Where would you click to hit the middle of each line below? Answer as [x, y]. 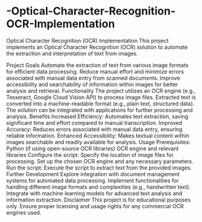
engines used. [24, 212]
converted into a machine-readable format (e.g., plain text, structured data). [100, 103]
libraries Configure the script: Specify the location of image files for [90, 154]
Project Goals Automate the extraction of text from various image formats [97, 65]
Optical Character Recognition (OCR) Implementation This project [87, 40]
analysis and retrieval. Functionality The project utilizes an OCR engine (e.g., [101, 90]
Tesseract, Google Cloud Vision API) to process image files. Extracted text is [101, 97]
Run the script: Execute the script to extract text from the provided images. [99, 168]
